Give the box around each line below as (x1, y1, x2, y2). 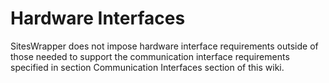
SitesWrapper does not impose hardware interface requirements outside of (10, 40, 319, 52)
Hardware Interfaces (10, 7, 186, 30)
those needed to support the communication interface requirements (10, 50, 290, 62)
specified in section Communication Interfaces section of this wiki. (10, 61, 285, 73)
